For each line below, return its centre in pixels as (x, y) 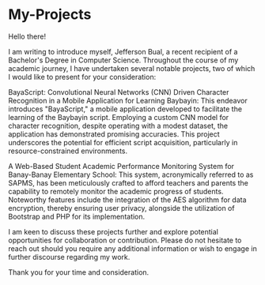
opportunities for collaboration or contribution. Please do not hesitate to (125, 240)
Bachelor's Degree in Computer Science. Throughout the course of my (123, 60)
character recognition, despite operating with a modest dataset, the (118, 126)
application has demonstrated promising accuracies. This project (114, 134)
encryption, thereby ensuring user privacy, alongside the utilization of (121, 208)
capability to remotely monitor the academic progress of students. (116, 191)
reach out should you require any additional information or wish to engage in (132, 248)
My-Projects (50, 15)
